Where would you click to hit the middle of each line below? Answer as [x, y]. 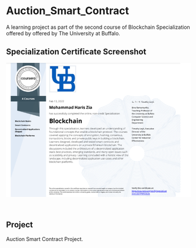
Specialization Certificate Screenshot [76, 52]
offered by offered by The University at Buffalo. [63, 33]
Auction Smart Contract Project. [45, 239]
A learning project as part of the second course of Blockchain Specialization [98, 27]
